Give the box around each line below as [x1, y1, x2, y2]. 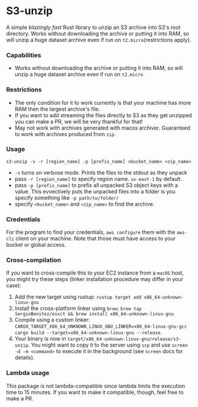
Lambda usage [6, 369, 50, 377]
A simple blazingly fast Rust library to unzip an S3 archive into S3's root [6, 24, 181, 31]
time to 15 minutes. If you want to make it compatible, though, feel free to [6, 389, 184, 396]
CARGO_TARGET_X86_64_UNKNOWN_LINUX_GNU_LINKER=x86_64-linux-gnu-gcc [14, 324, 187, 330]
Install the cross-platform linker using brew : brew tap [14, 305, 142, 312]
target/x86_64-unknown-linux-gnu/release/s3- [67, 336, 181, 343]
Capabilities [6, 51, 41, 59]
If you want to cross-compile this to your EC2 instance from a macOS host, [6, 269, 184, 276]
